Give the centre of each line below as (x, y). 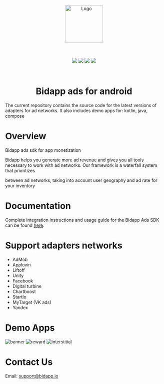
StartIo (19, 297)
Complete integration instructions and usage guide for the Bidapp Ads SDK (82, 220)
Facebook (23, 280)
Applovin (21, 265)
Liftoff (18, 270)
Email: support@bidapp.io (32, 376)
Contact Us (29, 362)
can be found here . (25, 225)
